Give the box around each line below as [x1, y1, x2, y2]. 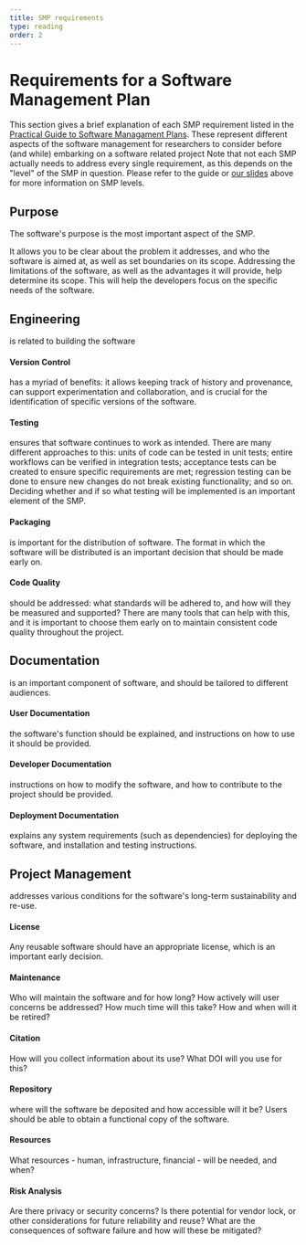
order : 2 [9, 30, 43, 39]
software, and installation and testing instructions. [9, 839, 197, 850]
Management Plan [9, 89, 151, 110]
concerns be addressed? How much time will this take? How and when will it [9, 1002, 297, 1013]
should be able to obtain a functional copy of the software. [9, 1113, 230, 1124]
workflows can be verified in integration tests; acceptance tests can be [9, 457, 277, 468]
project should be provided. [9, 788, 114, 799]
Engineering [9, 311, 80, 327]
